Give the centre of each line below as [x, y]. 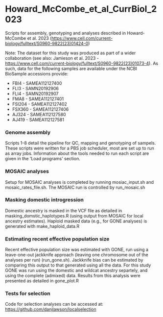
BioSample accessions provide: [37, 73]
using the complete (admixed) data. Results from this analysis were [73, 276]
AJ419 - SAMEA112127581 [38, 120]
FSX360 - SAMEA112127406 [40, 109]
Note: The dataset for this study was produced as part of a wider [70, 53]
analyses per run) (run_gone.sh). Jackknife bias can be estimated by [74, 260]
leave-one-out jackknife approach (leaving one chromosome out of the [77, 255]
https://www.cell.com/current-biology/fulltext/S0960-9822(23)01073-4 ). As [81, 63]
